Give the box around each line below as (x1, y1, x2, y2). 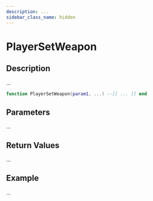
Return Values (6, 140, 60, 150)
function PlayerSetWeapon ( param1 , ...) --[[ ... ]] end (6, 90, 147, 97)
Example (6, 173, 39, 183)
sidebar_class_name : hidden (6, 14, 76, 20)
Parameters (6, 107, 50, 117)
